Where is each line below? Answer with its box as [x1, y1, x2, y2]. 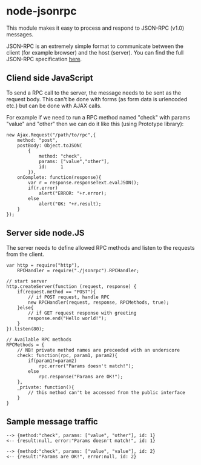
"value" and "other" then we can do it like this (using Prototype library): [6, 120, 184, 127]
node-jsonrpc [6, 4, 77, 18]
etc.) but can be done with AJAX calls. [6, 102, 102, 109]
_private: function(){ [17, 384, 74, 390]
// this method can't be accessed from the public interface [28, 389, 186, 395]
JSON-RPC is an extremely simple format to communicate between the [6, 42, 183, 50]
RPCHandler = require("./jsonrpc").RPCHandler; [17, 267, 139, 273]
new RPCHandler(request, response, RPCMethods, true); [28, 299, 170, 306]
